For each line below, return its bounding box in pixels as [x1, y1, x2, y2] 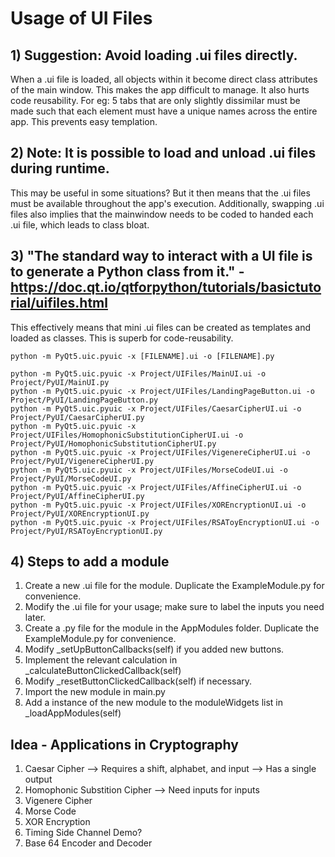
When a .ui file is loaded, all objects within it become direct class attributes [10, 73, 318, 85]
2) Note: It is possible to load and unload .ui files [10, 145, 317, 162]
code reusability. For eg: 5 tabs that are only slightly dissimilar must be [10, 95, 301, 106]
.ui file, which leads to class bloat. [10, 218, 150, 231]
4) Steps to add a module [10, 553, 170, 571]
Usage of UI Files [10, 7, 153, 30]
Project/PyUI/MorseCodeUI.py [10, 473, 132, 484]
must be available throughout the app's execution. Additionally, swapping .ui [10, 197, 325, 209]
